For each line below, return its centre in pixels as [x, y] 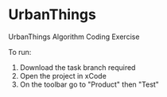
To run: [20, 52]
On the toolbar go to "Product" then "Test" [89, 84]
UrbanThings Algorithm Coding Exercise [74, 37]
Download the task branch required [78, 67]
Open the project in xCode [63, 76]
